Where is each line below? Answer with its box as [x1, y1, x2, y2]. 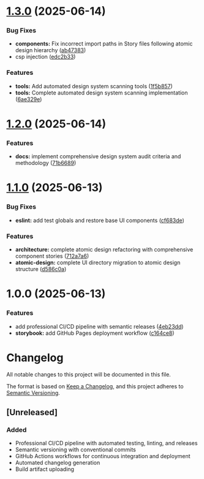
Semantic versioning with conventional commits [15, 446, 137, 453]
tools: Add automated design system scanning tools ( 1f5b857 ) [15, 82, 173, 90]
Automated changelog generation [15, 459, 100, 467]
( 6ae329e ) [15, 95, 42, 102]
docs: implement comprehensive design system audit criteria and [15, 153, 181, 160]
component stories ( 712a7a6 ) [15, 253, 89, 260]
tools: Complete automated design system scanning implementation [15, 89, 188, 96]
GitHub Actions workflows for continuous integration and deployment [15, 453, 191, 460]
